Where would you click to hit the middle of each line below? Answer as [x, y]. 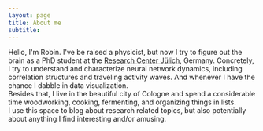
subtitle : [24, 30]
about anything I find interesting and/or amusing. [87, 119]
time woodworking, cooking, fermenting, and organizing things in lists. [122, 102]
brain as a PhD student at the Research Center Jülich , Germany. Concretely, [131, 60]
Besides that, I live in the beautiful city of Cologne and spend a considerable [132, 94]
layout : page [30, 15]
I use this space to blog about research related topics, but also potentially [127, 111]
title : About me [35, 23]
